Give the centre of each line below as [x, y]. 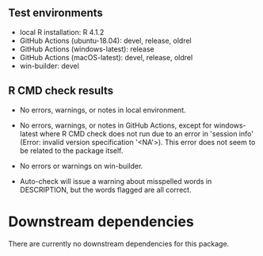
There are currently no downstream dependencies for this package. [119, 243]
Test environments [55, 13]
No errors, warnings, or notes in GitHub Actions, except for [116, 125]
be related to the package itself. [71, 151]
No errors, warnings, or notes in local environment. [103, 109]
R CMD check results [61, 91]
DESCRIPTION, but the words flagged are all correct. [105, 189]
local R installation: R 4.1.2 [62, 32]
